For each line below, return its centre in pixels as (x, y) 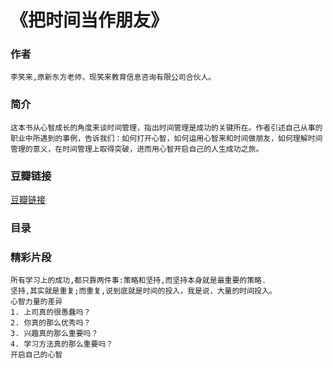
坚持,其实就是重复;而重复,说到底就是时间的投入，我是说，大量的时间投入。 (143, 291)
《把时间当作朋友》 (89, 20)
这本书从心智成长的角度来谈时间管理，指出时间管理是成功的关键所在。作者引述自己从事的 (166, 127)
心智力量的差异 (36, 302)
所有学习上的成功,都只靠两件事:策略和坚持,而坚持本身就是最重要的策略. (138, 281)
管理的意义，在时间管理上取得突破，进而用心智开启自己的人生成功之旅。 (137, 149)
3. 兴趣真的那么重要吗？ (54, 334)
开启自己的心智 (36, 355)
